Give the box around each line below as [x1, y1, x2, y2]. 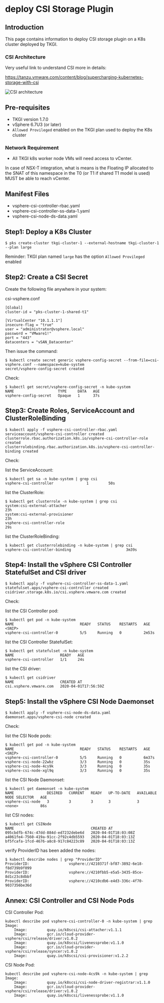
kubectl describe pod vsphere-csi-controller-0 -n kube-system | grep [5, 919, 153, 924]
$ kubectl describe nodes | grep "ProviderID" [5, 857, 102, 862]
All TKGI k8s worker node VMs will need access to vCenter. [12, 156, 133, 161]
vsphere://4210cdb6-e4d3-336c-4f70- [68, 878, 144, 884]
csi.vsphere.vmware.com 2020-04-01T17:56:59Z [5, 684, 105, 689]
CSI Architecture [5, 53, 46, 60]
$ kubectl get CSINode [5, 822, 52, 827]
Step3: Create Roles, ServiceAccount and [5, 407, 135, 415]
